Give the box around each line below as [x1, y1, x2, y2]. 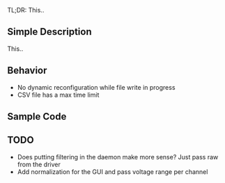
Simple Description [7, 26, 92, 38]
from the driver [17, 160, 61, 168]
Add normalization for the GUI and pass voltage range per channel [17, 167, 208, 176]
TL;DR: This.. [7, 6, 45, 14]
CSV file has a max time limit [17, 90, 100, 99]
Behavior [7, 65, 47, 77]
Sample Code [7, 111, 67, 122]
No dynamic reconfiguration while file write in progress [17, 83, 176, 91]
